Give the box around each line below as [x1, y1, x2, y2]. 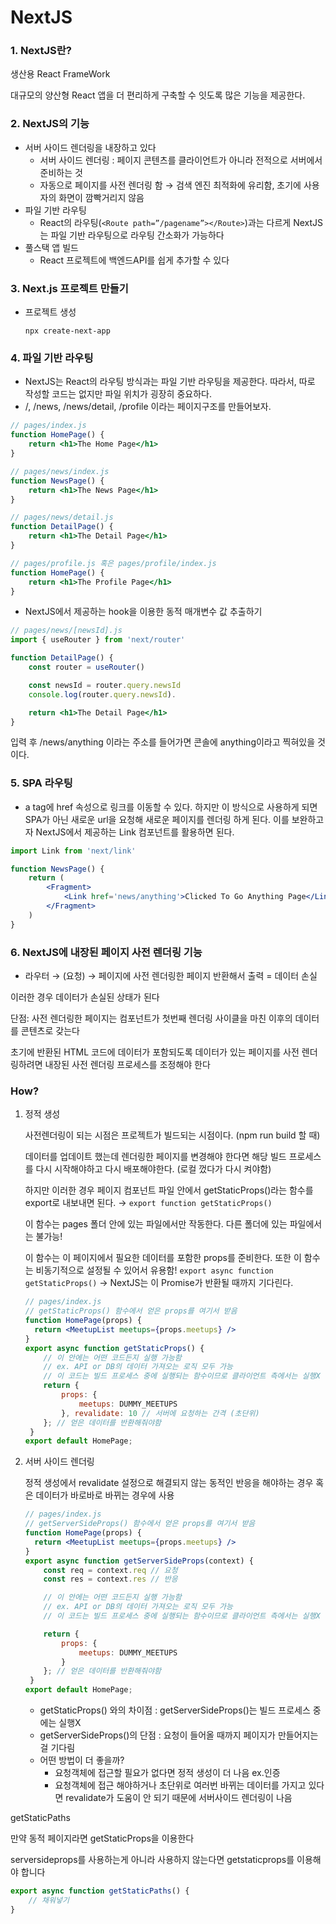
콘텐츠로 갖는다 [20, 1024, 80, 1036]
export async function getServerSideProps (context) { [24, 1556, 254, 1566]
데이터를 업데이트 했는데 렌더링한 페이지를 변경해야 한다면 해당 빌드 [24, 1151, 287, 1163]
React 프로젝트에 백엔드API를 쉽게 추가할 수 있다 [39, 254, 230, 266]
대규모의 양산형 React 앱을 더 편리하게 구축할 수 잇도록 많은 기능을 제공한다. [10, 89, 306, 101]
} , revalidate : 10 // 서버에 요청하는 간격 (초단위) [61, 1408, 260, 1418]
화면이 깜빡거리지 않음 [58, 191, 145, 203]
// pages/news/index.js [10, 466, 110, 476]
